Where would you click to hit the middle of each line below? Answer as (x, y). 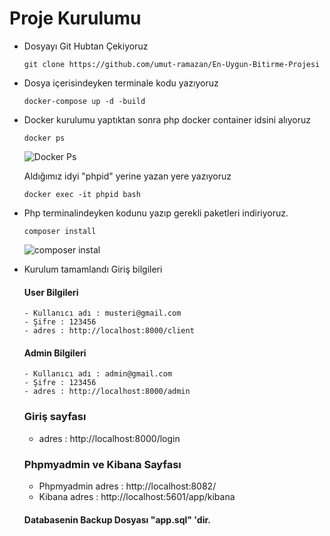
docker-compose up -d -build (84, 101)
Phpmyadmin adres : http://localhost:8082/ (127, 486)
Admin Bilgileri (55, 353)
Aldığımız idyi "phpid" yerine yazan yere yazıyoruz (127, 176)
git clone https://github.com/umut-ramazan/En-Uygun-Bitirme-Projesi (172, 64)
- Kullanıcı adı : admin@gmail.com (98, 374)
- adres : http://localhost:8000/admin (107, 392)
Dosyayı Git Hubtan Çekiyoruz (86, 46)
